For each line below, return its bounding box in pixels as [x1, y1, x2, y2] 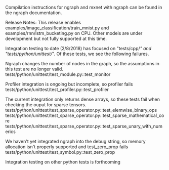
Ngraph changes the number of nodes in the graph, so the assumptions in [5, 61, 159, 66]
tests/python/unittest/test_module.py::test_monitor [5, 71, 111, 77]
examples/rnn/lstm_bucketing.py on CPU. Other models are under [5, 30, 143, 36]
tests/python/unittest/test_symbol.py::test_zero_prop [5, 149, 115, 155]
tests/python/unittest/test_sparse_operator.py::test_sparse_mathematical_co [5, 112, 164, 118]
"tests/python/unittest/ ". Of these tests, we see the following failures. [5, 51, 149, 57]
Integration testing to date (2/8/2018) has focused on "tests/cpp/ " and [5, 46, 152, 51]
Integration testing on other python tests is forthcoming [5, 159, 120, 165]
